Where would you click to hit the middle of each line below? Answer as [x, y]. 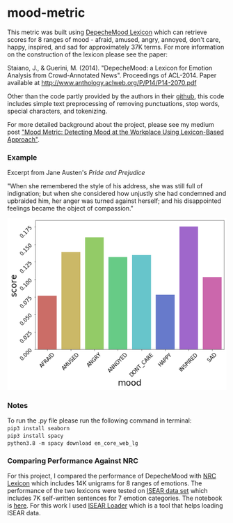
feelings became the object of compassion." [71, 209]
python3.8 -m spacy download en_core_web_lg [73, 444]
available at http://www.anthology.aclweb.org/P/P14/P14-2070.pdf [102, 82]
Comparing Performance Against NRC [73, 461]
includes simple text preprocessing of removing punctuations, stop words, [114, 103]
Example [22, 157]
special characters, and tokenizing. [57, 111]
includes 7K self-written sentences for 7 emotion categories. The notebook [115, 498]
